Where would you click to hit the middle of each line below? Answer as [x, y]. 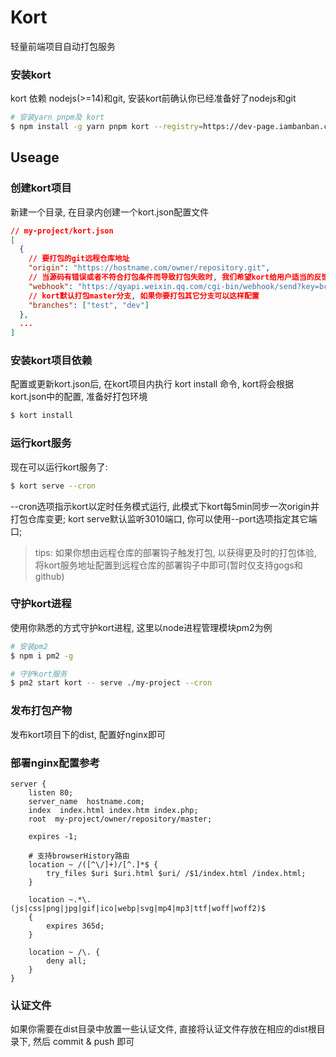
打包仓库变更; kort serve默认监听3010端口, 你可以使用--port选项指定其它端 [164, 518]
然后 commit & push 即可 [83, 1042]
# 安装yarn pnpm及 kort [57, 117]
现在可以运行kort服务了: [59, 467]
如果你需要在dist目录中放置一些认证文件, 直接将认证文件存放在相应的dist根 [163, 1029]
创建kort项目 [41, 188]
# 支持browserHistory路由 [79, 856]
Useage [35, 157]
